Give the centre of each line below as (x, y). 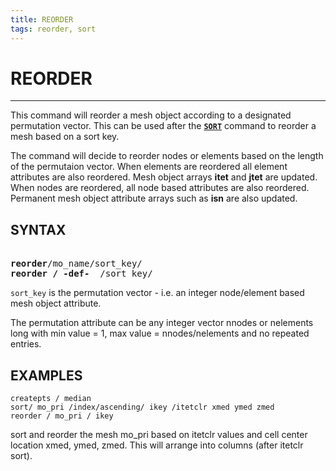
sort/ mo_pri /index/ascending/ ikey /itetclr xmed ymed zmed (142, 407)
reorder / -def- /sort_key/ (81, 274)
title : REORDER (42, 19)
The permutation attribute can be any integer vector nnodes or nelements (162, 323)
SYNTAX (38, 229)
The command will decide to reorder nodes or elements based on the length (167, 156)
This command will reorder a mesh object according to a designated (151, 115)
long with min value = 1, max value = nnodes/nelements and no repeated (160, 333)
